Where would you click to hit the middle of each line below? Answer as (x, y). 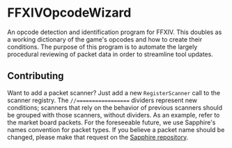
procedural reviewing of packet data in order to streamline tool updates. (110, 54)
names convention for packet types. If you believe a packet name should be (116, 129)
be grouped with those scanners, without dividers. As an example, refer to (114, 115)
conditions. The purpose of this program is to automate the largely (102, 47)
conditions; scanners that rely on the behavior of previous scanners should (115, 107)
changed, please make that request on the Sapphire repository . (98, 137)
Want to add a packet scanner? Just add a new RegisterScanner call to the (114, 92)
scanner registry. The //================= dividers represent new (102, 100)
